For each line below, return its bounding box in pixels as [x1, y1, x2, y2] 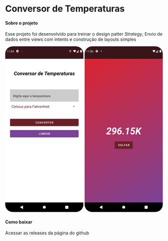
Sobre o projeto [5, 20, 38, 26]
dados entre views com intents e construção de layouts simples [5, 36, 136, 43]
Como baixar [5, 219, 32, 225]
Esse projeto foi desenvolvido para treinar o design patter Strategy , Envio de [5, 31, 162, 37]
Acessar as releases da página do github [5, 230, 89, 236]
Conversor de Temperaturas [5, 3, 125, 15]
